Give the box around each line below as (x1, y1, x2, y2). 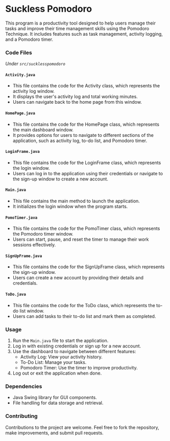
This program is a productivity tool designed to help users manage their (5, 20, 156, 26)
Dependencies (5, 383, 42, 390)
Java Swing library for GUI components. (12, 394, 97, 401)
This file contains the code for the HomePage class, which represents (12, 121, 160, 127)
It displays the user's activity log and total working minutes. (12, 94, 138, 100)
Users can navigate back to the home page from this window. (12, 99, 142, 105)
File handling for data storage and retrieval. (12, 400, 104, 406)
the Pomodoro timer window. (12, 231, 74, 237)
